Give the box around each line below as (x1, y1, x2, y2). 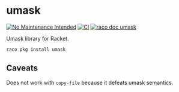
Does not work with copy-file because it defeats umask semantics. (6, 79, 174, 86)
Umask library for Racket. (6, 35, 69, 42)
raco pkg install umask (6, 46, 66, 53)
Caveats (6, 63, 38, 73)
